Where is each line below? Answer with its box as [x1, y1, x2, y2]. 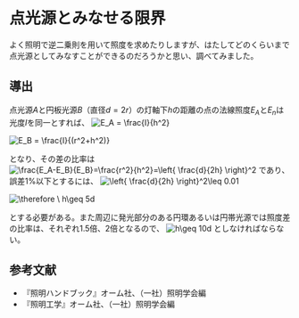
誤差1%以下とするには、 [9, 175, 99, 186]
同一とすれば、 [34, 117, 90, 127]
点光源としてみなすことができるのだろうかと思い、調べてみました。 [9, 50, 259, 61]
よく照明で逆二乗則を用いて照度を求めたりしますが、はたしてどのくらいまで [9, 39, 290, 50]
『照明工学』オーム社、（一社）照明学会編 [21, 299, 176, 310]
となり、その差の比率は [9, 153, 96, 164]
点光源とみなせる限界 [9, 8, 167, 29]
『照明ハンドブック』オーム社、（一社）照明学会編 [21, 288, 207, 298]
